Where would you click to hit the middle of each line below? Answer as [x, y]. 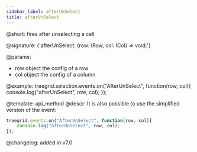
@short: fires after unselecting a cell [50, 34]
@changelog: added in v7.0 [39, 143]
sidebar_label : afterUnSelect [43, 11]
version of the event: [31, 110]
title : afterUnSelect [33, 17]
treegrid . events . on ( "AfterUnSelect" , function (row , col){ [79, 120]
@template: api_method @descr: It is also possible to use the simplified [93, 103]
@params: [19, 57]
